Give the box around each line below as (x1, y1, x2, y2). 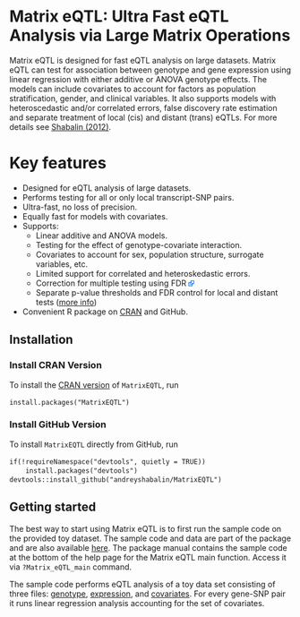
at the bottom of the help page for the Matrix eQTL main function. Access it (9, 552, 287, 562)
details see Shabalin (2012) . (9, 121, 112, 132)
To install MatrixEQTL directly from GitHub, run (9, 439, 179, 450)
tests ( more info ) (35, 296, 98, 307)
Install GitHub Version (9, 418, 107, 431)
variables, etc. (35, 258, 89, 270)
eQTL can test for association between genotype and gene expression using (9, 64, 292, 75)
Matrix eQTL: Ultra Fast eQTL (9, 6, 230, 27)
